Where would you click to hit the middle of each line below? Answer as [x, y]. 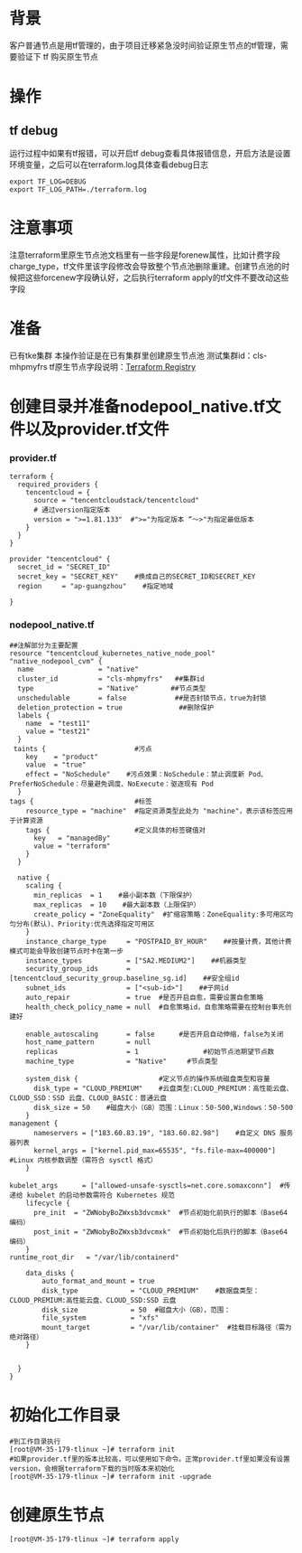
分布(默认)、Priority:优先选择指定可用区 [85, 924]
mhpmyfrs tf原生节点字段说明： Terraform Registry [103, 366]
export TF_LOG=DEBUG [48, 182]
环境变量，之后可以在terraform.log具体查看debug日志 [109, 165]
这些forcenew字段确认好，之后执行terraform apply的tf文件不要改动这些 [157, 278]
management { [34, 1123]
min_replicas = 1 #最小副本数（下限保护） [114, 895]
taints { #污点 [82, 748]
